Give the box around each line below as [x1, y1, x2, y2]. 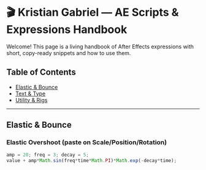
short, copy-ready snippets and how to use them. [6, 49, 131, 56]
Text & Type [15, 90, 46, 97]
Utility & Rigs [15, 96, 48, 103]
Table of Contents [6, 67, 77, 78]
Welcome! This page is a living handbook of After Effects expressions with [6, 43, 194, 50]
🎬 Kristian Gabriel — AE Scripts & [6, 6, 179, 20]
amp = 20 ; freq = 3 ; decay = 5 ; [6, 152, 89, 158]
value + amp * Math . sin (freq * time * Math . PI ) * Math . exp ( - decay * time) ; [6, 158, 177, 164]
